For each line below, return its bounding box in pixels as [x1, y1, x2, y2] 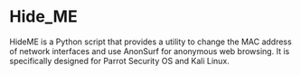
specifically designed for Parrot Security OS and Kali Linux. [9, 55, 230, 66]
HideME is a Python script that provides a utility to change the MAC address [9, 36, 292, 47]
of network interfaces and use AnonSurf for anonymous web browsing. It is [9, 45, 290, 56]
